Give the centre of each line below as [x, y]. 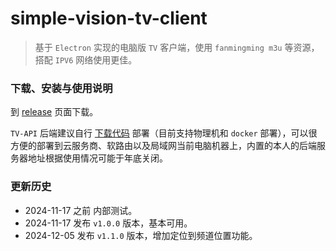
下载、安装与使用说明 [61, 88]
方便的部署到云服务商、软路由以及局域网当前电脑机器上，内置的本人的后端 [163, 146]
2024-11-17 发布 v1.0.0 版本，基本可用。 [108, 223]
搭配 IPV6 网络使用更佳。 [86, 59]
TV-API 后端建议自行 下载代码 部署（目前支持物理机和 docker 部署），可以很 [164, 133]
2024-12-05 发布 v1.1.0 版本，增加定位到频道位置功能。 [141, 235]
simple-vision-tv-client [109, 18]
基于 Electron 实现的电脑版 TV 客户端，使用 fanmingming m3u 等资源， [177, 47]
